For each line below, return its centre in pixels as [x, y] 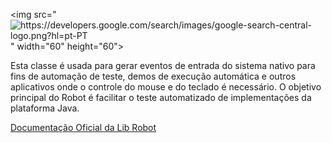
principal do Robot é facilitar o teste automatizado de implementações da [161, 97]
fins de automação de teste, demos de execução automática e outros [153, 76]
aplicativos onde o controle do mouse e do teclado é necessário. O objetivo [166, 87]
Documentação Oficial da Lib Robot [83, 127]
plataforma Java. [45, 108]
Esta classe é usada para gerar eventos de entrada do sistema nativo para [163, 65]
